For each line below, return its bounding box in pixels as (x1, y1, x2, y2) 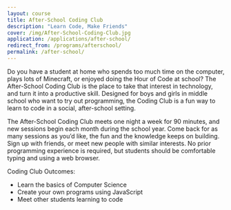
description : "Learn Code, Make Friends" (7, 23, 128, 30)
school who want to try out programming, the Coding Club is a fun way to (7, 96, 216, 105)
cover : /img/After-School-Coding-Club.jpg (7, 29, 131, 36)
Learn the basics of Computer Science (17, 180, 128, 189)
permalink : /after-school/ (7, 49, 85, 56)
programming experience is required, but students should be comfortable (7, 146, 216, 155)
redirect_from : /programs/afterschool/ (7, 42, 122, 49)
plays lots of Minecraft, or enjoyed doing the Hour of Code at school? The (7, 74, 217, 83)
